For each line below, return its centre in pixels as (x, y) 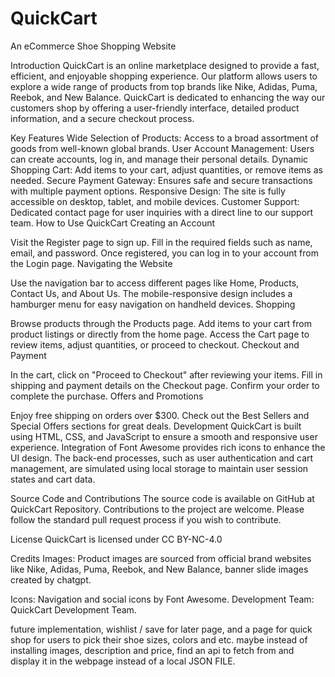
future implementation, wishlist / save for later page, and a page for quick (161, 629)
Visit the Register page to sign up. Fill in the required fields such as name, (161, 242)
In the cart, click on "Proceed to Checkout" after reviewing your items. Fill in (166, 374)
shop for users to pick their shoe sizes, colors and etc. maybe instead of (159, 639)
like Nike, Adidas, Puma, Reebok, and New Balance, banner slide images (159, 569)
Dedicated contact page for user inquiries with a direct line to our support (162, 212)
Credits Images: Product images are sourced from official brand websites (161, 558)
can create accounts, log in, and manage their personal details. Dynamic (159, 159)
